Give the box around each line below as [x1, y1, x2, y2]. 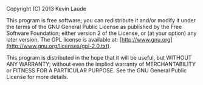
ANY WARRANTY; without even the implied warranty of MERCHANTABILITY [6, 60, 196, 68]
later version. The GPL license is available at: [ [6, 36, 122, 43]
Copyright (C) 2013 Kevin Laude [6, 5, 86, 12]
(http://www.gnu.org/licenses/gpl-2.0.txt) [6, 42, 110, 49]
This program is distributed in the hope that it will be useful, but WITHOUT [6, 54, 192, 61]
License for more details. [6, 74, 69, 80]
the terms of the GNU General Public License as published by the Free [6, 24, 182, 30]
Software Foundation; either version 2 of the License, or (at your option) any [6, 30, 197, 37]
